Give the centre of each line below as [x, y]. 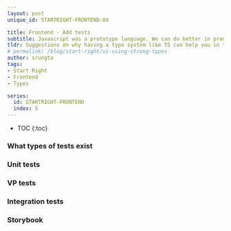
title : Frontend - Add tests [49, 32]
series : [18, 96]
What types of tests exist [50, 146]
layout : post [26, 13]
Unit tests [24, 164]
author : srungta [30, 58]
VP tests [22, 183]
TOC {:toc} [32, 128]
